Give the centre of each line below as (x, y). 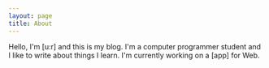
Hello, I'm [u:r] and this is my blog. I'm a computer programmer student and (135, 46)
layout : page (30, 16)
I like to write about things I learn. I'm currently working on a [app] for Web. (134, 55)
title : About (30, 23)
